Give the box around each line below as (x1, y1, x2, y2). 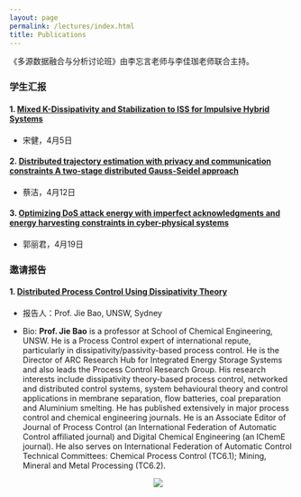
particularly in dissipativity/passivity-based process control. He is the (22, 345, 280, 356)
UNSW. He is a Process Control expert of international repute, (22, 335, 251, 346)
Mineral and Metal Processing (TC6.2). (22, 460, 167, 471)
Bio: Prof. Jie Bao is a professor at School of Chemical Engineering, (22, 326, 273, 337)
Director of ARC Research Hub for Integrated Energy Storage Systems (22, 354, 283, 366)
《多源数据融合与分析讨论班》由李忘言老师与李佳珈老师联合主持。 (9, 56, 254, 67)
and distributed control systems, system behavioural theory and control (22, 383, 288, 394)
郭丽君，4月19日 (22, 239, 84, 249)
